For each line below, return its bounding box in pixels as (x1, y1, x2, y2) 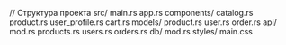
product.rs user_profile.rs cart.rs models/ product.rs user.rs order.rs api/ (9, 17, 277, 27)
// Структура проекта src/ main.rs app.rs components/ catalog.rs (9, 8, 254, 18)
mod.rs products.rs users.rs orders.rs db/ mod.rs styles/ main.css (9, 26, 254, 36)
